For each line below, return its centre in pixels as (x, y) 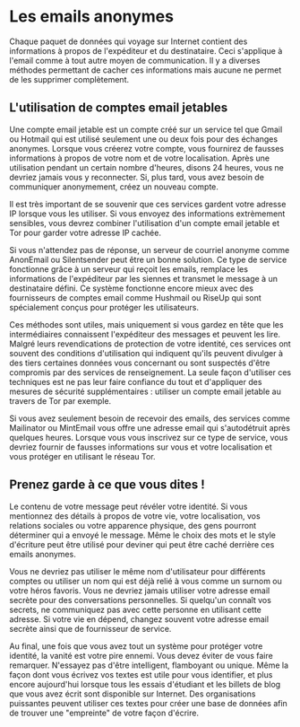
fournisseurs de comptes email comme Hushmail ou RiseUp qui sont (135, 297)
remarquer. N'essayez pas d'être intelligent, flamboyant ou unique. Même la (149, 665)
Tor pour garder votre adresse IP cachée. (85, 232)
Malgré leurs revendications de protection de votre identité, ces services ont (150, 344)
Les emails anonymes (92, 17)
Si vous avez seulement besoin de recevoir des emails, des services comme (150, 418)
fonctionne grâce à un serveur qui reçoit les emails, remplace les (129, 269)
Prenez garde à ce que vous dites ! (107, 485)
